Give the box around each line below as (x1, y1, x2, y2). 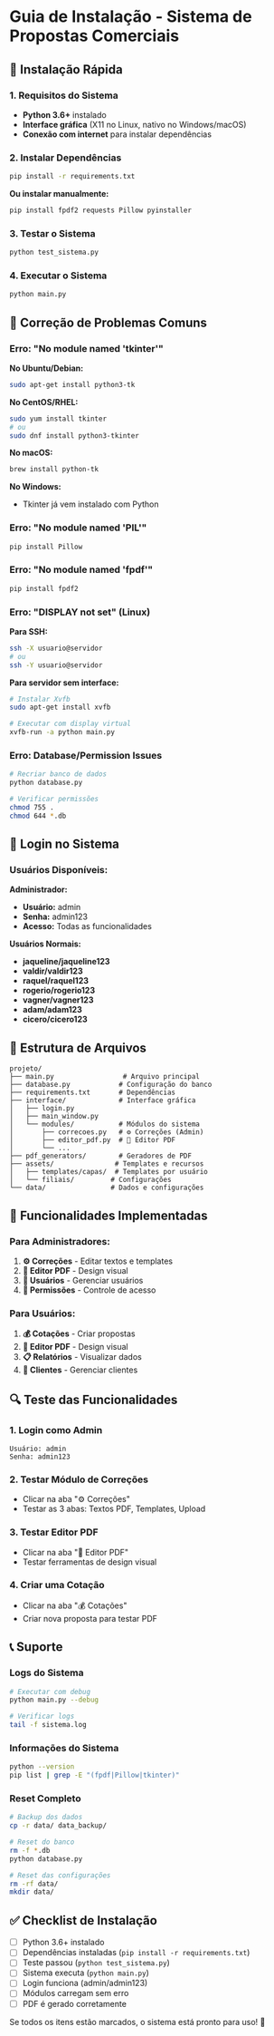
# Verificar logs (9, 1711, 75, 1721)
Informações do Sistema (9, 1741, 119, 1754)
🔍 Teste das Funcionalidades (9, 1391, 178, 1407)
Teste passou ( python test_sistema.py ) (22, 1957, 170, 1968)
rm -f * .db (9, 1846, 51, 1855)
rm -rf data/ (9, 1879, 59, 1888)
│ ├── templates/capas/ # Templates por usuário (9, 1168, 208, 1177)
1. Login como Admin (9, 1423, 103, 1436)
